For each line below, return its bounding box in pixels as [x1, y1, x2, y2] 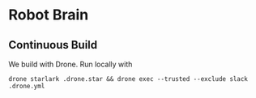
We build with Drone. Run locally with [8, 59, 133, 69]
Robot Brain [8, 6, 89, 24]
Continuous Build [8, 38, 98, 52]
